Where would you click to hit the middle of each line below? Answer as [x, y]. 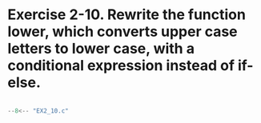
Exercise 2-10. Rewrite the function [126, 15]
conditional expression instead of [121, 66]
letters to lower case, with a [101, 49]
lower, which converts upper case [122, 32]
